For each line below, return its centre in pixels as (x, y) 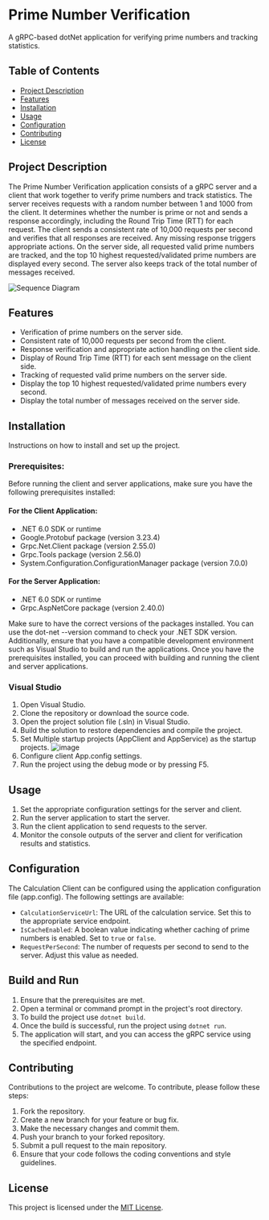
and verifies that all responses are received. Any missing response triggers (132, 238)
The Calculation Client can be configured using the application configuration (134, 888)
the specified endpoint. (58, 1042)
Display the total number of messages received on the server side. (130, 401)
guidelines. (38, 1163)
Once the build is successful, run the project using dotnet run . (123, 1025)
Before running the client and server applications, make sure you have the (130, 484)
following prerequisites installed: (62, 492)
